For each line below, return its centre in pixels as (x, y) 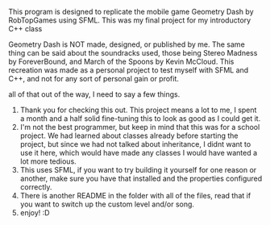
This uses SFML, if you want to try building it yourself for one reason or (138, 170)
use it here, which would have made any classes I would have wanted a (139, 153)
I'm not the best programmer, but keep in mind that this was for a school (140, 127)
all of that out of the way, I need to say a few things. (94, 94)
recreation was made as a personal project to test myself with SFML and (129, 70)
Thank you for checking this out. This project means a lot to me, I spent (138, 110)
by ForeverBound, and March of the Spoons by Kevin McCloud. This (121, 61)
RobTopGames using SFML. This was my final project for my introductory (130, 20)
